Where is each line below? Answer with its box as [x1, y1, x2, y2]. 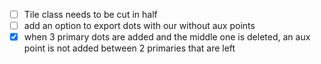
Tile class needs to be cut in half [23, 9, 158, 20]
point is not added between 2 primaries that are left [23, 42, 236, 54]
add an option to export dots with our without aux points [23, 20, 256, 32]
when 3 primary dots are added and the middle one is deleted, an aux [23, 31, 311, 43]
